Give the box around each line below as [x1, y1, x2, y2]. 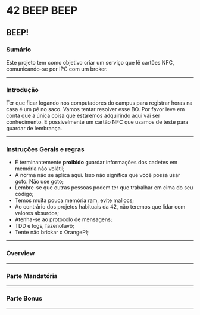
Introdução [6, 85, 39, 94]
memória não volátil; [14, 165, 65, 172]
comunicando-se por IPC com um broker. [6, 65, 108, 72]
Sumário [6, 45, 32, 54]
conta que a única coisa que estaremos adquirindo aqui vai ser [6, 112, 161, 120]
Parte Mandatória [6, 271, 58, 280]
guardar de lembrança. [6, 125, 62, 132]
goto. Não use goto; [14, 178, 64, 185]
